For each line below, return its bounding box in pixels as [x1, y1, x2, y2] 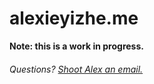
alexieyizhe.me [9, 7, 139, 30]
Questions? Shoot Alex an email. [9, 63, 144, 75]
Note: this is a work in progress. [9, 40, 144, 52]
